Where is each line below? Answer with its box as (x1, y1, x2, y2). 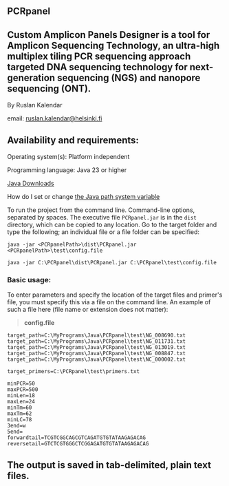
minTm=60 (7, 404, 32, 412)
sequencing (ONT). (7, 83, 91, 94)
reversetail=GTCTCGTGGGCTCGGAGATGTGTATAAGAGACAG (7, 441, 149, 447)
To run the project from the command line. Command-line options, (7, 206, 195, 214)
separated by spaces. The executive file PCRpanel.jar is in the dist (7, 213, 197, 222)
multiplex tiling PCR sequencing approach (7, 50, 191, 62)
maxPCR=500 (7, 386, 39, 393)
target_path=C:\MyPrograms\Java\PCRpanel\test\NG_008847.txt (7, 350, 186, 357)
